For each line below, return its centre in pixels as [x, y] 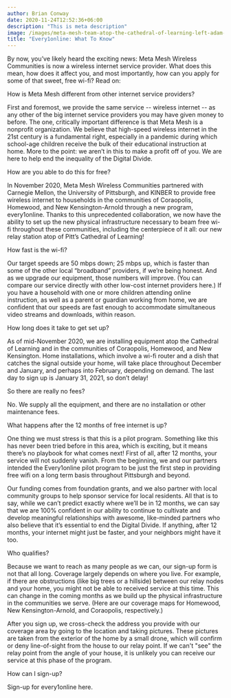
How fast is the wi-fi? [37, 250]
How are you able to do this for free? [59, 172]
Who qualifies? [28, 553]
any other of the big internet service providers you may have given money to [115, 115]
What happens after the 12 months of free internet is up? [87, 425]
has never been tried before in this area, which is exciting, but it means [107, 446]
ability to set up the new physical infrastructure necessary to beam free [108, 222]
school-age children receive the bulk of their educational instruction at [107, 144]
